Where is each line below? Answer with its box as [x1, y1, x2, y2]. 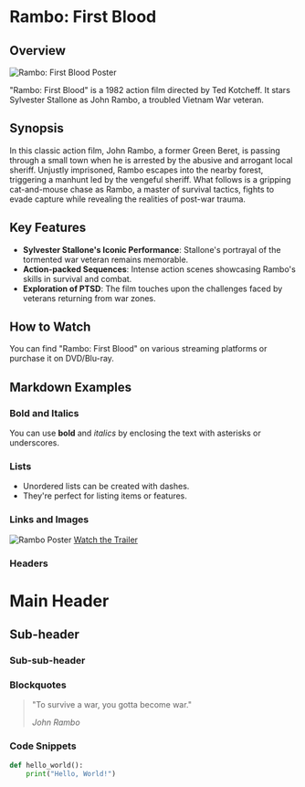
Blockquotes [9, 678, 67, 691]
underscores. [9, 437, 59, 448]
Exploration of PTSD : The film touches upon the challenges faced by [22, 283, 283, 294]
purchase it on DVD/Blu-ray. [9, 353, 114, 364]
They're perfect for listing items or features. [22, 490, 187, 501]
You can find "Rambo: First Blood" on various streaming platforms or [9, 343, 268, 354]
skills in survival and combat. [22, 273, 132, 284]
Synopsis [9, 121, 64, 136]
